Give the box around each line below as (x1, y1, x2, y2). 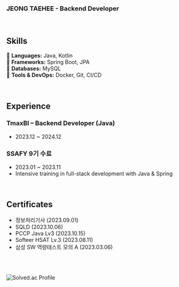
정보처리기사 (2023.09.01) (15, 216, 79, 224)
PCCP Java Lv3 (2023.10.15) (15, 230, 86, 237)
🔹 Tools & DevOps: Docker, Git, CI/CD (6, 71, 102, 79)
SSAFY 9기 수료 (6, 149, 52, 158)
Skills (6, 35, 27, 46)
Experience (6, 101, 51, 111)
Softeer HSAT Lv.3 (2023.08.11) (15, 236, 93, 243)
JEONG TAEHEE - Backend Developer (6, 4, 119, 13)
